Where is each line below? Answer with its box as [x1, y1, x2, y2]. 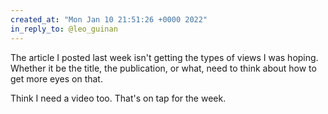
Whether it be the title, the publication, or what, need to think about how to [10, 62, 317, 74]
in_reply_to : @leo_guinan [10, 24, 118, 34]
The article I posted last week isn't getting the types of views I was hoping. [10, 51, 319, 63]
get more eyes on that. [10, 72, 103, 85]
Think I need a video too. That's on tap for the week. [10, 92, 227, 104]
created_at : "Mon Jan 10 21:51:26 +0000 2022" [10, 14, 208, 25]
